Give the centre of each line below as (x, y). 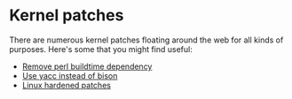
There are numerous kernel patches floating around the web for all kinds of (146, 40)
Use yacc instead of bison (70, 75)
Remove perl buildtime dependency (87, 66)
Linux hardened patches (66, 85)
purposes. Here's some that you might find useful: (101, 49)
